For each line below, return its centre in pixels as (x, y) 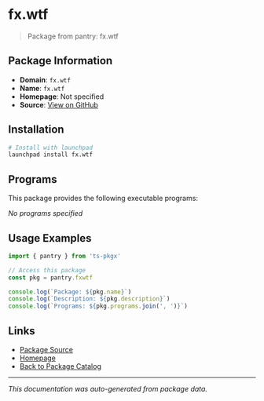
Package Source (46, 350)
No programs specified (46, 213)
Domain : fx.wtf (45, 79)
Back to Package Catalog (60, 366)
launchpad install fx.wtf (50, 155)
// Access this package (47, 270)
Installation (36, 130)
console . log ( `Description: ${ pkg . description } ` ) (89, 299)
